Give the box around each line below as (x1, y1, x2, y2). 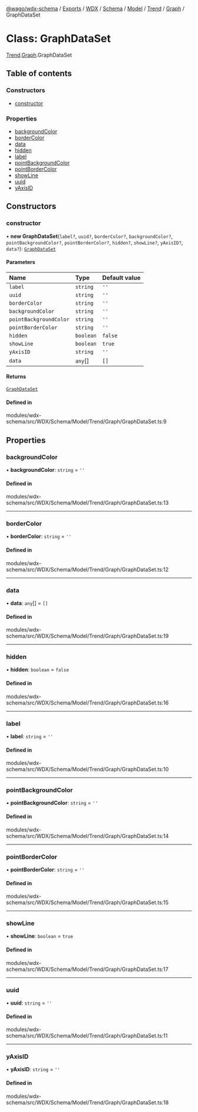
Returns (6, 373, 27, 380)
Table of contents (6, 69, 72, 79)
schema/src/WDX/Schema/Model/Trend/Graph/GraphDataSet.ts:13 (6, 499, 169, 507)
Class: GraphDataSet (6, 32, 111, 45)
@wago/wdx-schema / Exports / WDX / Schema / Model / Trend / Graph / (6, 5, 184, 12)
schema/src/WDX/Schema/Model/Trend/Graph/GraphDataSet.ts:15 (6, 899, 169, 906)
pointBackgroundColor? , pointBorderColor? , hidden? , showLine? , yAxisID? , (6, 239, 183, 246)
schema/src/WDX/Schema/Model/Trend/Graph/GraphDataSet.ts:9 (6, 418, 167, 425)
